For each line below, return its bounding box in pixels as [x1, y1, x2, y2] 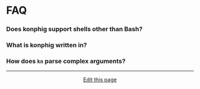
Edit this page [83, 76, 117, 84]
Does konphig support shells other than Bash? [6, 25, 143, 33]
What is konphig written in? [6, 41, 87, 50]
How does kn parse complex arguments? [6, 57, 126, 65]
